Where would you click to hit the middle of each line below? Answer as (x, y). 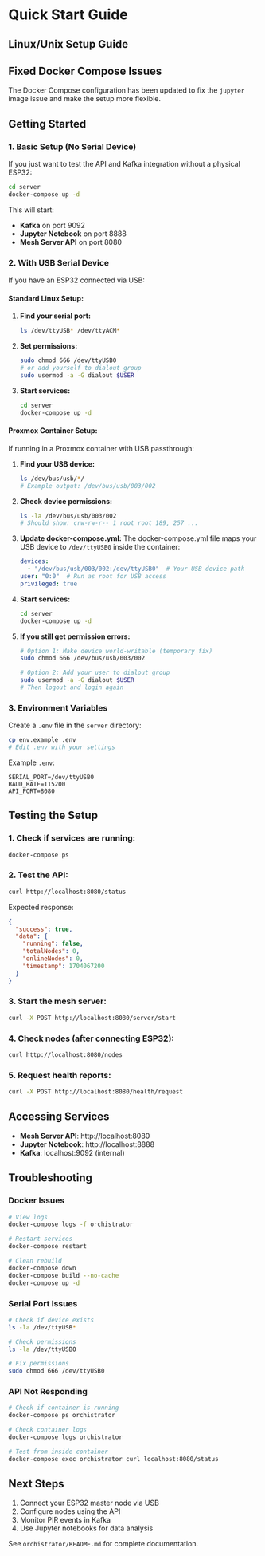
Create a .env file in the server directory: (75, 725)
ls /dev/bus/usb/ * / (52, 479)
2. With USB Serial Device (59, 262)
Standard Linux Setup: (46, 298)
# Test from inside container (58, 1452)
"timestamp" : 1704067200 (64, 966)
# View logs (28, 1217)
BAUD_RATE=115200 (37, 784)
